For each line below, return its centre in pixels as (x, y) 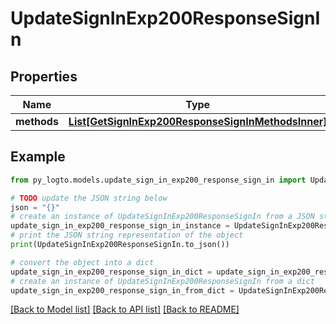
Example (38, 157)
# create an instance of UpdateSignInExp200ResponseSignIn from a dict (162, 281)
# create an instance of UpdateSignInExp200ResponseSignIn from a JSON (162, 217)
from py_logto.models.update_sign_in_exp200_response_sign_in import (158, 180)
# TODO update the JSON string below (89, 198)
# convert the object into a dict (82, 262)
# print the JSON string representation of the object (127, 235)
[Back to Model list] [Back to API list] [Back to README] (125, 309)
